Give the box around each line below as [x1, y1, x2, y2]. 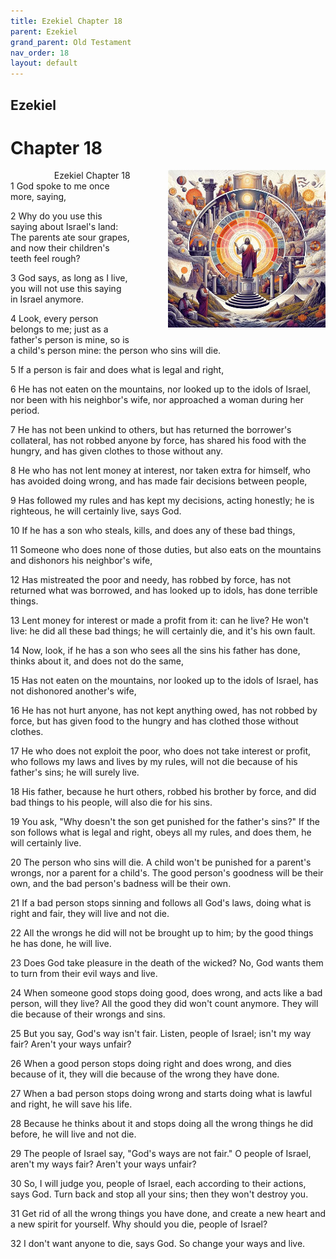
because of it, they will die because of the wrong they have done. [10, 1068, 280, 1080]
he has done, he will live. [10, 938, 112, 950]
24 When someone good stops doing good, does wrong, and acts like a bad [10, 987, 323, 999]
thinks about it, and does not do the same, [10, 655, 184, 667]
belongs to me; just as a [10, 323, 109, 335]
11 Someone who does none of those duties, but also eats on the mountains [10, 544, 322, 556]
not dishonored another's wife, [10, 685, 137, 697]
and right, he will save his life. [10, 1098, 133, 1110]
